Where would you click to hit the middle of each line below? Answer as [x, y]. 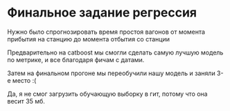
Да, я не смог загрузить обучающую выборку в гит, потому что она [107, 94]
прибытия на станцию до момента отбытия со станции [88, 39]
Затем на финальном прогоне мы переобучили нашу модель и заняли [112, 73]
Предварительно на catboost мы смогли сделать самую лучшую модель [115, 52]
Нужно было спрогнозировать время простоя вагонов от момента [106, 32]
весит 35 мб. [26, 101]
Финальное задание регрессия [102, 13]
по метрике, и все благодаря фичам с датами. [76, 59]
